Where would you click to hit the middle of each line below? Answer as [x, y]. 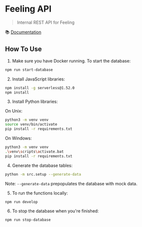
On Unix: [14, 111]
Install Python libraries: [35, 102]
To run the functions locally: [40, 193]
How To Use [24, 49]
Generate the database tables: [42, 165]
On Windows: [18, 138]
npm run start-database [29, 70]
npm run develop [21, 202]
